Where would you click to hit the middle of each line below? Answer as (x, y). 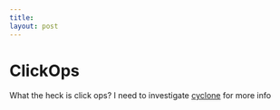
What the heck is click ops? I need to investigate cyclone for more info (140, 96)
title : (22, 18)
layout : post (34, 26)
